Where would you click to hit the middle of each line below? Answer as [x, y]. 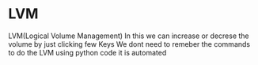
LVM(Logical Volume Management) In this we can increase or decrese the [129, 36]
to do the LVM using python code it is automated [87, 52]
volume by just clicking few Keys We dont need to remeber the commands [129, 44]
